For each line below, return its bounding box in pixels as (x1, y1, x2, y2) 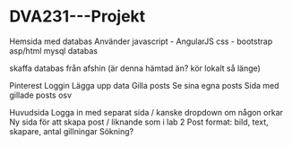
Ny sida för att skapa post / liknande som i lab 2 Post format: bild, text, (9, 116, 269, 127)
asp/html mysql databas (9, 45, 99, 56)
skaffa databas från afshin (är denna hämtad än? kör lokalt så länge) (9, 63, 262, 73)
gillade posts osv (9, 90, 73, 100)
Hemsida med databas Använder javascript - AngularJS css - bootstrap (9, 36, 273, 47)
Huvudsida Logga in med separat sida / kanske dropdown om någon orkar (9, 107, 284, 117)
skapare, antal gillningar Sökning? (9, 125, 134, 136)
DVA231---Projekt (9, 6, 146, 27)
